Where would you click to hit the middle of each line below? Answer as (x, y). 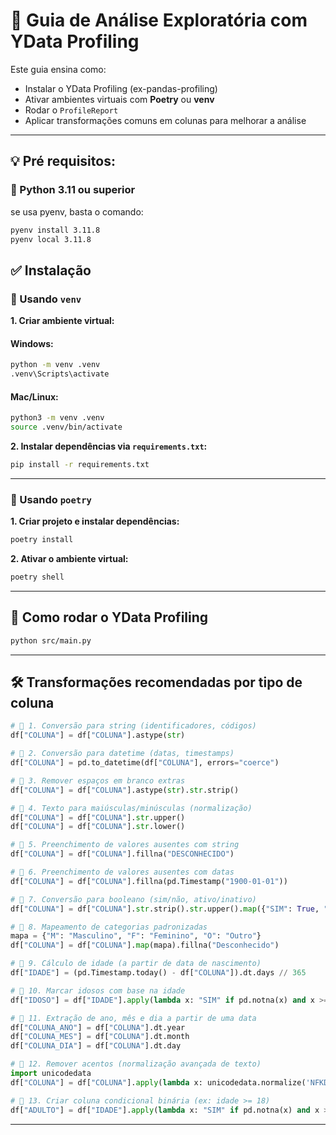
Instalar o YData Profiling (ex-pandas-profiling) (121, 88)
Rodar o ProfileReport (71, 110)
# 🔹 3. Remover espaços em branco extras (98, 780)
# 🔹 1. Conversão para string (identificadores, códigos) (133, 726)
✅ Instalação (51, 270)
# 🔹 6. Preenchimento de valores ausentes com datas (122, 872)
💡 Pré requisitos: (63, 161)
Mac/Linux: (34, 396)
